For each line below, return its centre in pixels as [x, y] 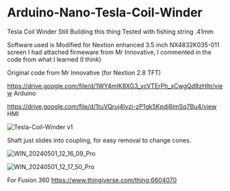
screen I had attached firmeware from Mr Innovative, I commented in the [110, 52]
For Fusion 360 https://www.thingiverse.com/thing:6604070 [92, 180]
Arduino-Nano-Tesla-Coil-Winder [105, 13]
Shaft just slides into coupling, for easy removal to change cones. [99, 140]
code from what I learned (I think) [54, 59]
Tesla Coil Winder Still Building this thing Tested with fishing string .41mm [110, 31]
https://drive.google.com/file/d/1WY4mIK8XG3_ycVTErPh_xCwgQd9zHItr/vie [115, 86]
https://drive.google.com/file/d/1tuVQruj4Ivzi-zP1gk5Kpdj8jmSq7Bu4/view [112, 106]
